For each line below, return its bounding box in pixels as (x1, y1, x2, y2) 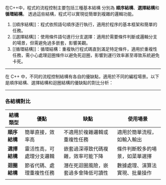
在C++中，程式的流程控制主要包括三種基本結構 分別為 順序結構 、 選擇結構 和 (5, 5, 160, 10)
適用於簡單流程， (117, 129, 157, 136)
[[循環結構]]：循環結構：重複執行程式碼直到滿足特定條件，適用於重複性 (12, 46, 158, 52)
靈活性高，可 (24, 146, 55, 152)
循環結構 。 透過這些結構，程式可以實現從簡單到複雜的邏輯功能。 (5, 11, 136, 17)
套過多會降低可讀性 (63, 170, 109, 177)
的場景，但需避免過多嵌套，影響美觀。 (12, 40, 90, 46)
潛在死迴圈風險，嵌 (63, 162, 109, 169)
